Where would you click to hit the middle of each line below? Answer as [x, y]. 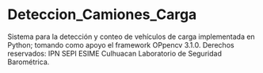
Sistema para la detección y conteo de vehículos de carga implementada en [131, 36]
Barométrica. [29, 62]
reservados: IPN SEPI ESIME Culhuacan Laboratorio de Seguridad [115, 53]
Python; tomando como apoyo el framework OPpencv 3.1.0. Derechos [121, 44]
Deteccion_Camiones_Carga [102, 15]
